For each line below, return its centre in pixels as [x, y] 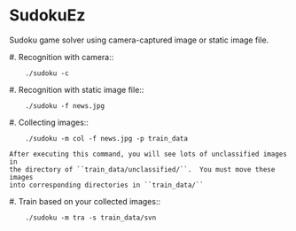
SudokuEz [47, 15]
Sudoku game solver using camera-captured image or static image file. [139, 40]
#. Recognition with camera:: [62, 57]
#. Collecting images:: [49, 122]
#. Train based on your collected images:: [85, 201]
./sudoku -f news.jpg [65, 106]
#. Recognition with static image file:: [77, 89]
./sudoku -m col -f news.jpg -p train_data [107, 138]
